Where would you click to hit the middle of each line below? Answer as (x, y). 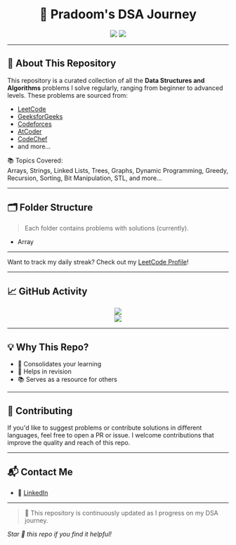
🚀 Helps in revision (45, 371)
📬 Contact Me (40, 472)
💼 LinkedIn (33, 492)
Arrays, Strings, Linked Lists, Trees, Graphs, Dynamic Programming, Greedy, (118, 170)
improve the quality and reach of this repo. (69, 443)
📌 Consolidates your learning (59, 364)
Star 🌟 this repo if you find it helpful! (60, 534)
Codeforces (34, 124)
